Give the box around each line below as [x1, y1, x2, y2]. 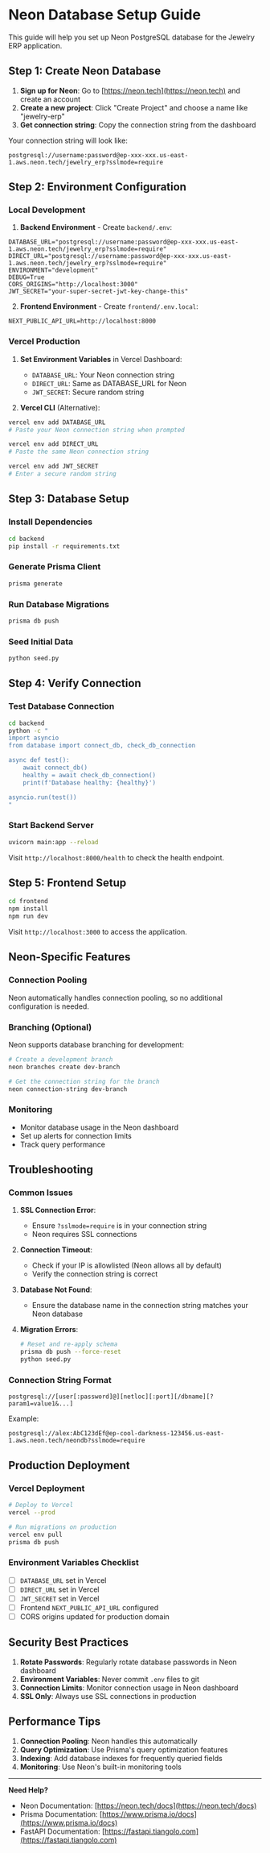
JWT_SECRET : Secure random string [31, 387, 145, 397]
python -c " [8, 727, 48, 735]
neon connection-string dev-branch [8, 1085, 128, 1093]
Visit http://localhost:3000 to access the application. [8, 927, 187, 936]
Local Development [8, 204, 86, 215]
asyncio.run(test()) [8, 793, 78, 802]
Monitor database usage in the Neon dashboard [19, 1122, 179, 1132]
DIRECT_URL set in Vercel [19, 1584, 100, 1594]
